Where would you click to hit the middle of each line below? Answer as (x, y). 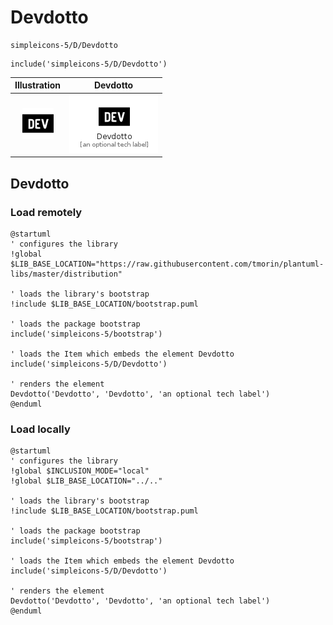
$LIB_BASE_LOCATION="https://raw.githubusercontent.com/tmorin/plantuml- (167, 264)
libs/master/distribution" (66, 274)
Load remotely (46, 212)
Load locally (40, 429)
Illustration (38, 85)
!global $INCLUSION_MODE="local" (80, 471)
